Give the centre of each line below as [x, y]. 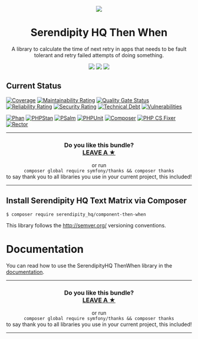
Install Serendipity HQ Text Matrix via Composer [97, 201]
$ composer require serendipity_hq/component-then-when [76, 214]
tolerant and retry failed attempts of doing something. [99, 55]
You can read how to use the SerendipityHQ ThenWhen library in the [89, 265]
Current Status [34, 86]
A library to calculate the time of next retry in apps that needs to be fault [99, 49]
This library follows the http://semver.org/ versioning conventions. [86, 225]
